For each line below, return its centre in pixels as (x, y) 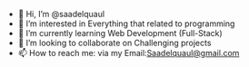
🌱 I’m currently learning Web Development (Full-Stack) (120, 33)
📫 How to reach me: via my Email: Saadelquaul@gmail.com (129, 53)
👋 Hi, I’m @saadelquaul (61, 14)
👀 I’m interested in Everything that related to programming (126, 24)
